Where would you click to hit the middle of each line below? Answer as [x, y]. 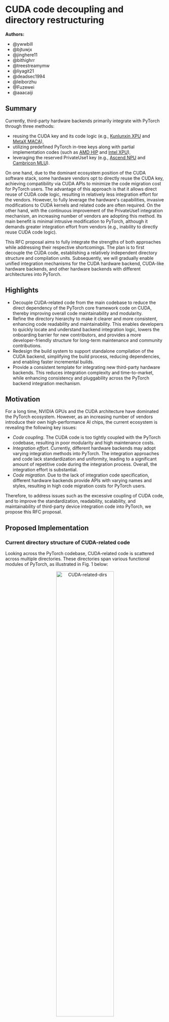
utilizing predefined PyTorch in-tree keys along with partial [74, 147]
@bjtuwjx [22, 49]
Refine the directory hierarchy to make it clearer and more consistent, [85, 319]
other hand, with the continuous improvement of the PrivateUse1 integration [84, 210]
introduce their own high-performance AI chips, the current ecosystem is [81, 422]
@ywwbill [23, 44]
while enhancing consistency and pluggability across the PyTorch [81, 378]
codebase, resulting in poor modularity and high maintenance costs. [84, 443]
